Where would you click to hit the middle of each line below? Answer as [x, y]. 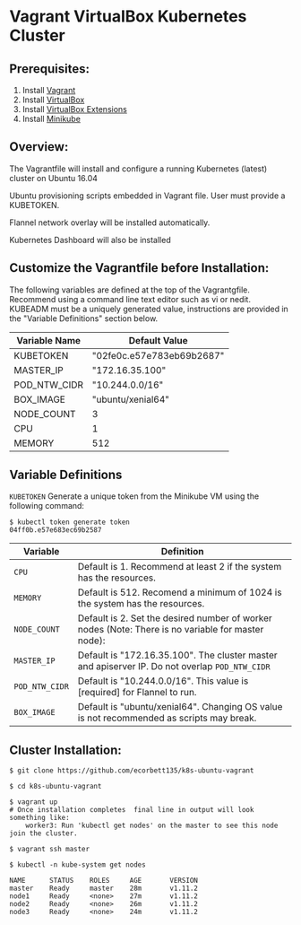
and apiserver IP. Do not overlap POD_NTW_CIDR [174, 667]
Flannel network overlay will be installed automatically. [110, 223]
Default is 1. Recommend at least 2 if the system [180, 567]
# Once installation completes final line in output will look [132, 810]
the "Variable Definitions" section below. [84, 318]
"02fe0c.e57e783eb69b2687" [158, 355]
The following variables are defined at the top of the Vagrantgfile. [130, 290]
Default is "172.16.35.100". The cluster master [177, 655]
